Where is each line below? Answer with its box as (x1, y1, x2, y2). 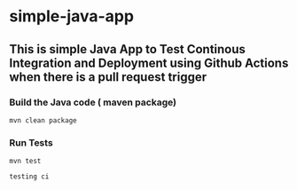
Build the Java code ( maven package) (9, 96, 177, 108)
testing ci (9, 172, 50, 181)
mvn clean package (9, 115, 77, 125)
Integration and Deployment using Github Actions (9, 55, 289, 70)
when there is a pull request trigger (9, 69, 207, 84)
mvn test (9, 157, 42, 166)
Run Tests (9, 136, 53, 148)
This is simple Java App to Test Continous (9, 42, 246, 57)
